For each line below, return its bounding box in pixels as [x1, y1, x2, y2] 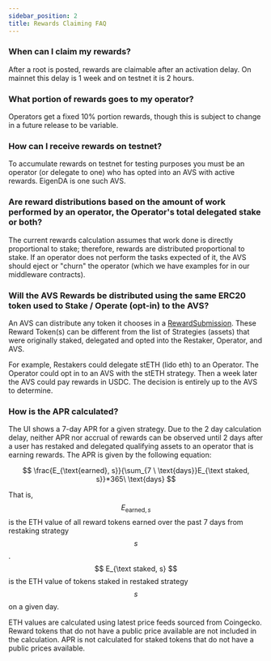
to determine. [8, 386, 53, 395]
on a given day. [8, 602, 59, 612]
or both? [8, 216, 43, 228]
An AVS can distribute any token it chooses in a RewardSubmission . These [8, 318, 257, 328]
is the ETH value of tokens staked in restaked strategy [8, 577, 188, 586]
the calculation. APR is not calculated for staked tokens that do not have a [8, 635, 255, 645]
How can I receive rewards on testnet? [8, 141, 163, 152]
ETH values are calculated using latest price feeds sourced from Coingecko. [8, 617, 263, 628]
